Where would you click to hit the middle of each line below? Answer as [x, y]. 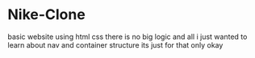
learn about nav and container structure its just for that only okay [115, 44]
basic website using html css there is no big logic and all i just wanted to [127, 37]
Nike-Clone [46, 15]
